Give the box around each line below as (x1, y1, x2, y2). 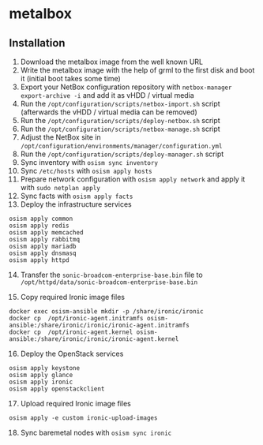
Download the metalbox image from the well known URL (20, 57, 204, 66)
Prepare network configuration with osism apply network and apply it (20, 174, 246, 184)
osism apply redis (9, 222, 70, 230)
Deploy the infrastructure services (20, 200, 133, 209)
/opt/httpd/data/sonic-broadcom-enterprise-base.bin (20, 279, 198, 286)
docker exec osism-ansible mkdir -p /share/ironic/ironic (9, 308, 204, 316)
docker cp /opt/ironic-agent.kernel (9, 328, 133, 336)
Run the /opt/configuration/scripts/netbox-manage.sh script (20, 124, 220, 133)
